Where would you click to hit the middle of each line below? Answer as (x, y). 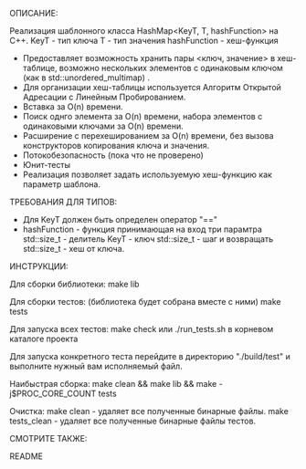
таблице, (40, 68)
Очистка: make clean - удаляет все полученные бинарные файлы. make (149, 411)
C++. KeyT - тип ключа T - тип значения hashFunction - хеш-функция (144, 41)
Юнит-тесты (47, 165)
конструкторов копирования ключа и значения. (116, 146)
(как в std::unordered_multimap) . (86, 78)
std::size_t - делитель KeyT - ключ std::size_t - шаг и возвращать (148, 239)
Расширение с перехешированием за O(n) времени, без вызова (148, 135)
